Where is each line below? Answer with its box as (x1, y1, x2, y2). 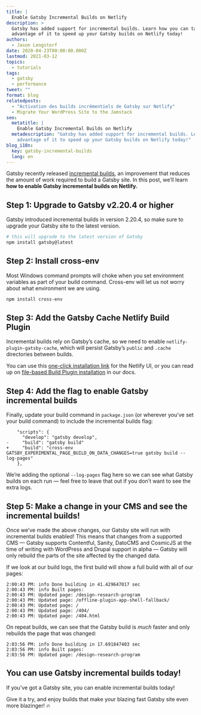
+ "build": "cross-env (6, 445, 74, 451)
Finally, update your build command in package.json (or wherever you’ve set (6, 411, 194, 419)
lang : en (11, 153, 33, 159)
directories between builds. (6, 351, 74, 358)
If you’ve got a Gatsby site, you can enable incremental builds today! (6, 684, 175, 691)
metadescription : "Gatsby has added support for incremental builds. (11, 131, 188, 138)
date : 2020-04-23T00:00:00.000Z (6, 48, 87, 54)
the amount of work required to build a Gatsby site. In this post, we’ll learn (6, 176, 188, 183)
